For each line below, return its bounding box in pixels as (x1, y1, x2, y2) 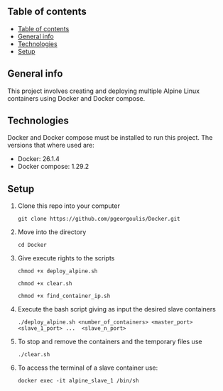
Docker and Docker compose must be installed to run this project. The (7, 133, 213, 142)
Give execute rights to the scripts (17, 254, 115, 263)
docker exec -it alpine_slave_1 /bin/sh (17, 378, 139, 385)
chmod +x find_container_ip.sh (17, 292, 111, 300)
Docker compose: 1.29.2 (17, 163, 89, 171)
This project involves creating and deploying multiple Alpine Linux (7, 87, 200, 95)
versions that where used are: (7, 141, 94, 150)
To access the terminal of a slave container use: (17, 363, 158, 372)
